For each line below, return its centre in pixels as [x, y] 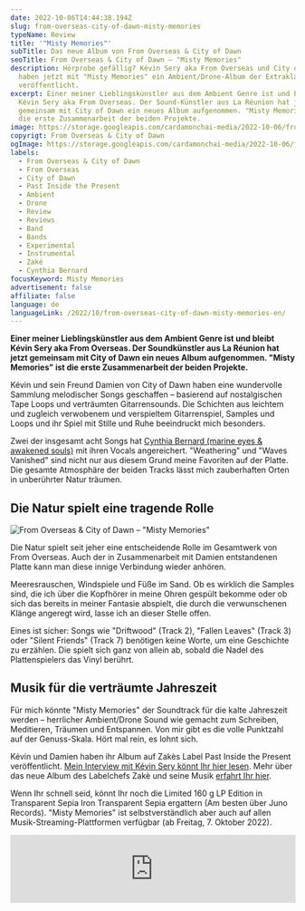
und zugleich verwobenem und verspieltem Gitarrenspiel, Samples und [143, 414]
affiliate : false [43, 296]
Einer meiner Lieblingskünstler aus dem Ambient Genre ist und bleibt [143, 339]
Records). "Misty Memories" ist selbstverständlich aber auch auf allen [141, 812]
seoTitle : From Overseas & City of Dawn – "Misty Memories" [126, 60]
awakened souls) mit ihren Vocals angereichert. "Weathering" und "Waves [149, 451]
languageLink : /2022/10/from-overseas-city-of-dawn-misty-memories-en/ [148, 313]
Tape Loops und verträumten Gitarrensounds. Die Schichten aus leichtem [147, 404]
